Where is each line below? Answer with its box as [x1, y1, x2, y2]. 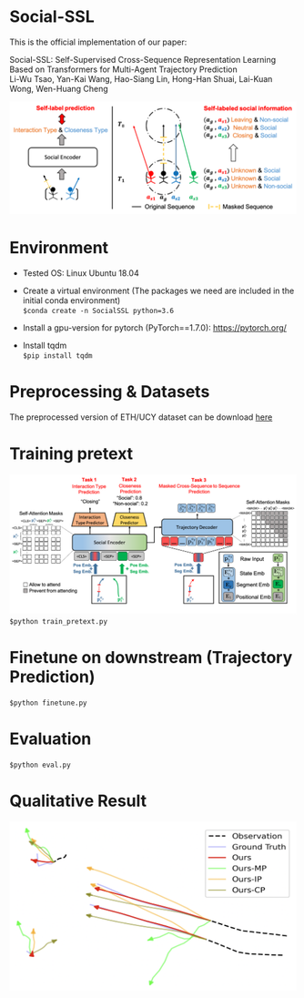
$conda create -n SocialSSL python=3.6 [22, 306, 175, 315]
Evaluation [9, 728, 92, 749]
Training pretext [9, 443, 134, 463]
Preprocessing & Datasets [9, 381, 210, 402]
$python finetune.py [9, 698, 88, 708]
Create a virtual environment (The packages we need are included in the [22, 285, 295, 296]
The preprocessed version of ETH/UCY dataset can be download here [9, 412, 273, 423]
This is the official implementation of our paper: [9, 36, 187, 47]
